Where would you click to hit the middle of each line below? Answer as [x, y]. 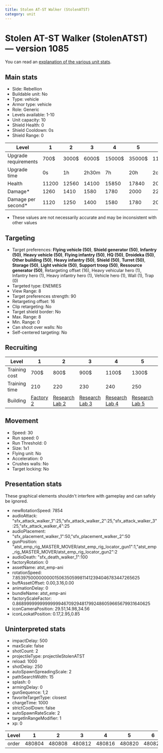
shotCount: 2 [25, 651]
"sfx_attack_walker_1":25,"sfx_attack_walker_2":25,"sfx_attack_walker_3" [84, 520]
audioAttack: [25, 516]
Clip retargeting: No [32, 306]
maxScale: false [28, 646]
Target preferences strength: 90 [44, 296]
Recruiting [21, 348]
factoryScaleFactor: [32, 598]
